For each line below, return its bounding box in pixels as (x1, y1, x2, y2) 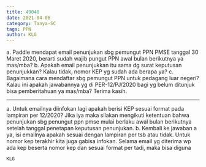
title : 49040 (6, 9, 40, 15)
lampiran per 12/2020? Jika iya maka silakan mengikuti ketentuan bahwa (6, 111, 190, 119)
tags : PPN (6, 26, 32, 32)
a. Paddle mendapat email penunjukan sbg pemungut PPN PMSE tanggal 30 (6, 48, 199, 56)
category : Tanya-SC (6, 20, 56, 26)
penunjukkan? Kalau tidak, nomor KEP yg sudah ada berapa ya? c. (6, 68, 174, 75)
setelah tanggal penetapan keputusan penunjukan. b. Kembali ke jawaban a (6, 125, 197, 132)
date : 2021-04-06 (6, 15, 51, 21)
